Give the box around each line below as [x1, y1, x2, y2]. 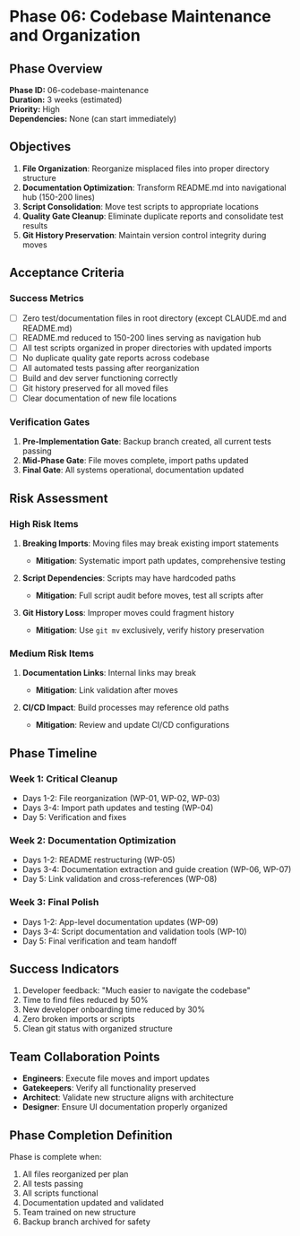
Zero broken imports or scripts [21, 1014, 135, 1024]
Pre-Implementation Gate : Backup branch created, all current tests [21, 436, 271, 447]
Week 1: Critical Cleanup [9, 773, 118, 785]
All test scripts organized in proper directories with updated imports [21, 342, 272, 353]
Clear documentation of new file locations [21, 393, 177, 403]
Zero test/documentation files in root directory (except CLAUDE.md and [21, 312, 287, 324]
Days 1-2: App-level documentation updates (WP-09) [21, 916, 219, 927]
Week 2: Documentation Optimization [9, 834, 176, 846]
